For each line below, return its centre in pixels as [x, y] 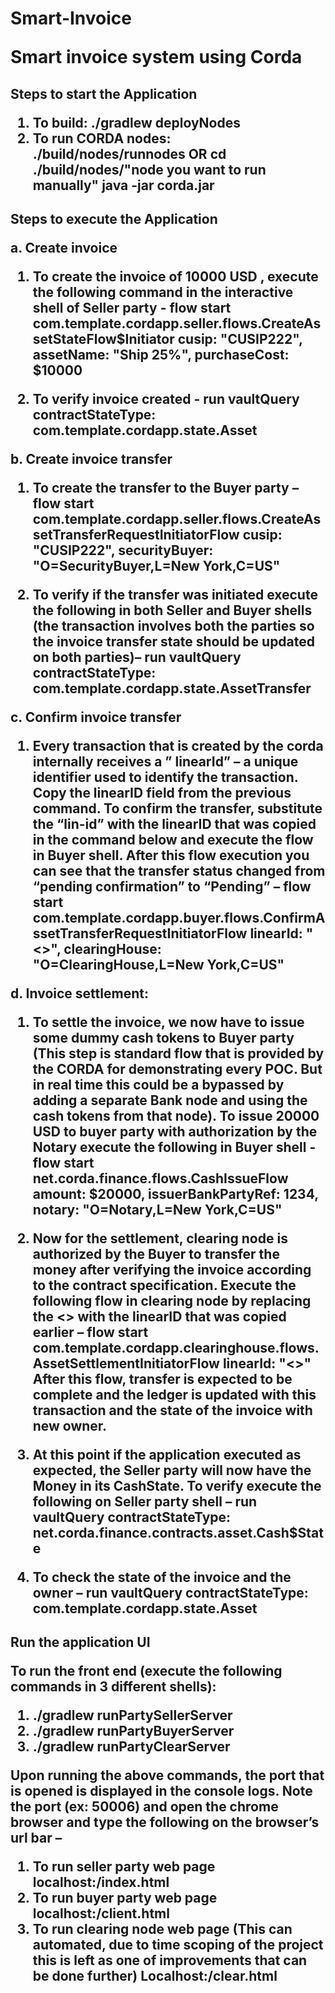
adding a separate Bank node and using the [170, 1100]
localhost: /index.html [101, 1882]
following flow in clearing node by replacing [172, 1300]
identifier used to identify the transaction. [165, 777]
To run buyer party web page [125, 1898]
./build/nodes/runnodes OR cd [129, 153]
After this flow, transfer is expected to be [162, 1378]
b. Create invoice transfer [91, 458]
